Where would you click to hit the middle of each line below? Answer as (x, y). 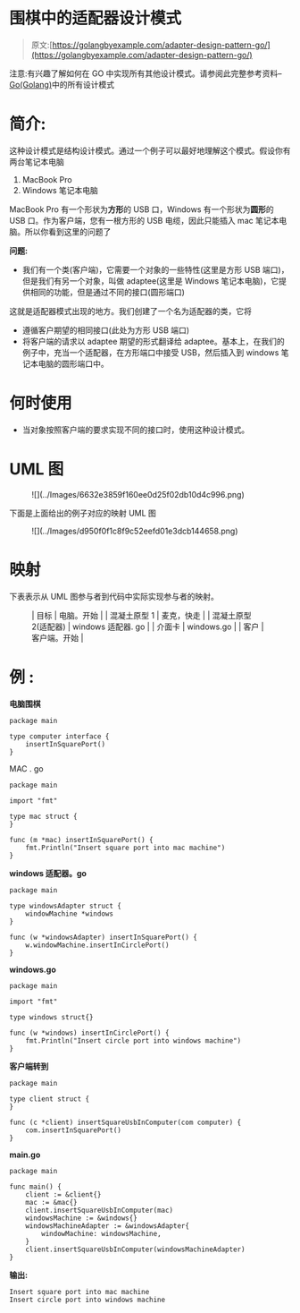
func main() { (36, 1187)
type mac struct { (43, 816)
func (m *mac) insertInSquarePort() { (81, 840)
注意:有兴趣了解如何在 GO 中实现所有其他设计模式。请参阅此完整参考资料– (146, 73)
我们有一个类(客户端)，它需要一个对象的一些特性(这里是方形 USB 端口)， (155, 269)
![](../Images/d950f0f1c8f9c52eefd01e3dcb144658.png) (135, 531)
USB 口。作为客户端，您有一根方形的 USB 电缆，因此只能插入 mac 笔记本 (144, 220)
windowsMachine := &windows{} (82, 1218)
